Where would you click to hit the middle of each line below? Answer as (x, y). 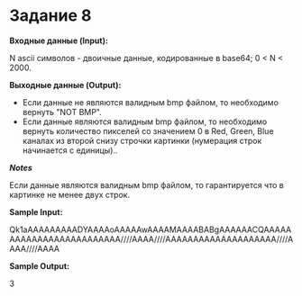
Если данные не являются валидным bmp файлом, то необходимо (151, 102)
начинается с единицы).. (70, 150)
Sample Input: (36, 211)
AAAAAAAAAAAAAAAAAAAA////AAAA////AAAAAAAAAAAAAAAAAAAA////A (151, 238)
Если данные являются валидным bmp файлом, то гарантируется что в (146, 184)
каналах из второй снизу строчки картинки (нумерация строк (142, 140)
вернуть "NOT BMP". (62, 112)
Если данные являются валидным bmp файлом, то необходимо (145, 121)
